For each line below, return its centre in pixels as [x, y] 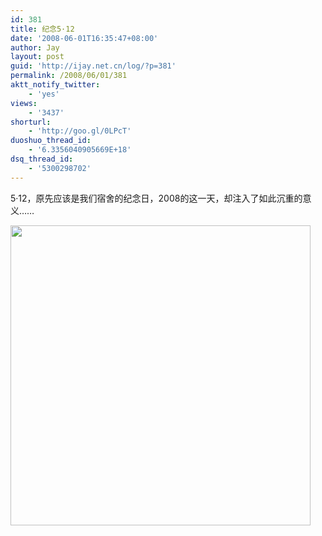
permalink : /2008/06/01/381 [69, 76]
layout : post [37, 57]
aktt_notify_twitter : [55, 85]
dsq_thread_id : [42, 159]
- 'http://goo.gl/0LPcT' [80, 131]
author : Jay [35, 47]
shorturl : [31, 122]
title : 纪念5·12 [42, 29]
